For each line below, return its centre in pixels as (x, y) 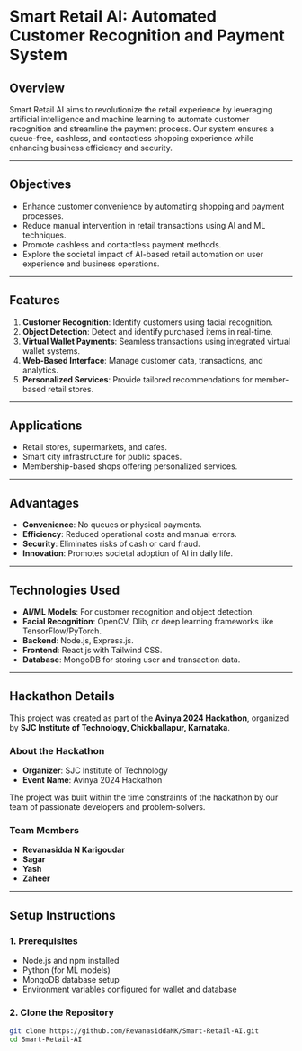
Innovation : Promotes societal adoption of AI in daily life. (128, 553)
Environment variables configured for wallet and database (129, 989)
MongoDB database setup (71, 980)
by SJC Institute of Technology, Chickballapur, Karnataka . (120, 727)
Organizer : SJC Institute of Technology (95, 770)
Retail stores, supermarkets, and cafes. (95, 447)
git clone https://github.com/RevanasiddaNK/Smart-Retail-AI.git (134, 1031)
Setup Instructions (62, 915)
